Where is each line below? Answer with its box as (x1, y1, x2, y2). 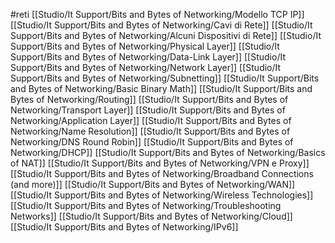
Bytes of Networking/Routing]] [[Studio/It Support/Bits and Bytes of (10, 94, 289, 105)
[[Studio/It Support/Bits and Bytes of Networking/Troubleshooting (10, 200, 282, 211)
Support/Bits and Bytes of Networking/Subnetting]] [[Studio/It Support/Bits (10, 72, 320, 84)
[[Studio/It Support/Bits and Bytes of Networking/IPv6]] (10, 221, 239, 233)
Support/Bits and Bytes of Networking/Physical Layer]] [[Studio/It (10, 40, 280, 52)
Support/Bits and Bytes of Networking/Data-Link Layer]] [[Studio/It (10, 51, 286, 63)
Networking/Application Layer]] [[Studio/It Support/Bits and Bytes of (10, 115, 292, 126)
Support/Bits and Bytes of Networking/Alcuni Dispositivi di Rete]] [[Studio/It (10, 30, 322, 41)
